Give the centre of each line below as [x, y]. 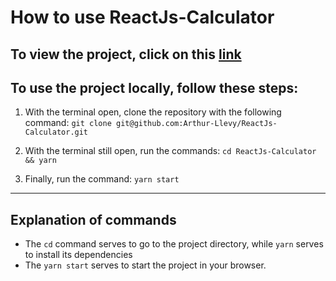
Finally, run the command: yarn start [102, 179]
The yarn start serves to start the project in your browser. [145, 265]
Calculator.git [56, 132]
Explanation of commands [93, 219]
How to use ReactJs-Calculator [142, 17]
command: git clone [68, 123]
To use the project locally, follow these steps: [154, 87]
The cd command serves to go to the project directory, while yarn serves [174, 244]
